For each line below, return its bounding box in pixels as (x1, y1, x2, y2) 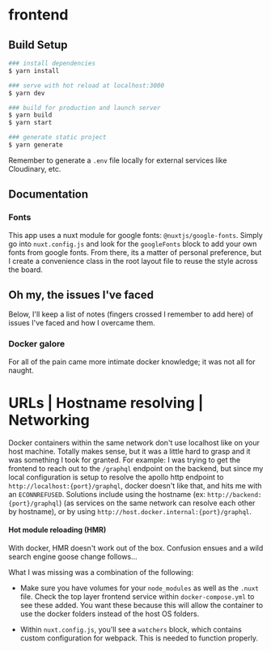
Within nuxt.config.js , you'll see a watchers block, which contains (19, 624, 243, 634)
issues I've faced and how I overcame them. (8, 318, 155, 328)
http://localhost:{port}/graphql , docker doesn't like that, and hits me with (8, 480, 262, 491)
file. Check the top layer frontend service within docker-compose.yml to (19, 591, 255, 601)
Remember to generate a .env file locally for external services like (8, 155, 227, 165)
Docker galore (8, 338, 66, 350)
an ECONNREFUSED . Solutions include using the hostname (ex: (8, 489, 206, 499)
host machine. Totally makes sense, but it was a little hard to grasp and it (8, 446, 251, 456)
